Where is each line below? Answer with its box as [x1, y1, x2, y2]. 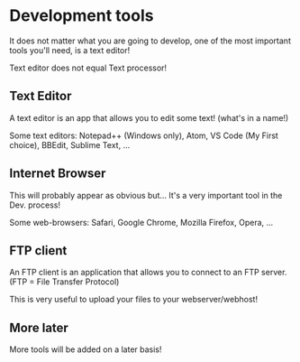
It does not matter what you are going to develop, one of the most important [9, 35, 291, 46]
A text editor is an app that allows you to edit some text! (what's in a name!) [9, 112, 289, 123]
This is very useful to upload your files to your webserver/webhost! [9, 294, 259, 305]
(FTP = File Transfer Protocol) [9, 276, 120, 287]
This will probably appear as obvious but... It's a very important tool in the [9, 190, 283, 200]
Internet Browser [9, 166, 106, 181]
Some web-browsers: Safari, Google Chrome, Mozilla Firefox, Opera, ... [9, 217, 274, 227]
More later [9, 320, 69, 335]
